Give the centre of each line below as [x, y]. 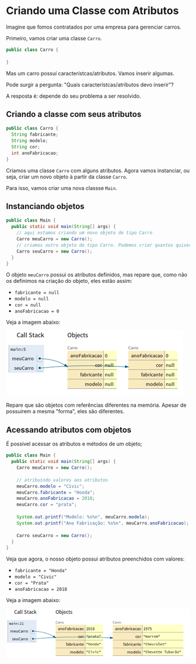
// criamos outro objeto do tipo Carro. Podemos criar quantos [95, 245]
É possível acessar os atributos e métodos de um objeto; [74, 444]
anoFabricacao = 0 [37, 312]
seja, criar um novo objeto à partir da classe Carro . [67, 177]
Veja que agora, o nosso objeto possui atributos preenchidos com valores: [95, 559]
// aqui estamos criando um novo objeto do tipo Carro [85, 233]
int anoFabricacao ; [35, 153]
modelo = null [32, 299]
